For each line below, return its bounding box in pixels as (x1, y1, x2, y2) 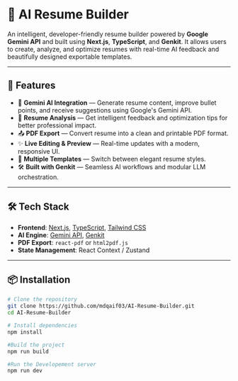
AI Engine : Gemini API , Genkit (17, 230, 105, 239)
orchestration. (17, 173, 59, 181)
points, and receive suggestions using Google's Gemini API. (17, 106, 193, 114)
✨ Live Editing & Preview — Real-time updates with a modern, (17, 139, 200, 147)
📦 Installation (7, 273, 71, 285)
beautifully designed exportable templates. (7, 52, 132, 61)
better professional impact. (17, 120, 97, 130)
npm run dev (7, 368, 42, 375)
